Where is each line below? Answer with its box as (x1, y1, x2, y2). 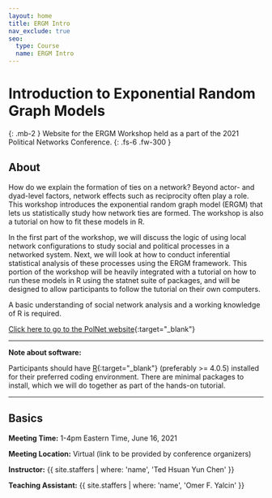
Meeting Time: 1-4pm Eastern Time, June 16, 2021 (8, 433, 178, 443)
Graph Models (8, 102, 105, 120)
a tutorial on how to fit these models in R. (8, 217, 146, 226)
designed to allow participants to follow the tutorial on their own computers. (8, 284, 261, 294)
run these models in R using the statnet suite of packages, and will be (8, 275, 240, 285)
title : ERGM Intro (8, 19, 70, 28)
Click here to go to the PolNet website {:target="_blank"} (8, 324, 196, 333)
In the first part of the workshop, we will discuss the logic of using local (8, 232, 247, 242)
